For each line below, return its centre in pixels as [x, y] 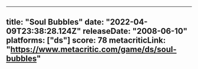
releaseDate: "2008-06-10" [135, 31]
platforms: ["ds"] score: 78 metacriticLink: [86, 41]
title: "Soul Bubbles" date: [55, 22]
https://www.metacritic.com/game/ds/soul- [93, 49]
